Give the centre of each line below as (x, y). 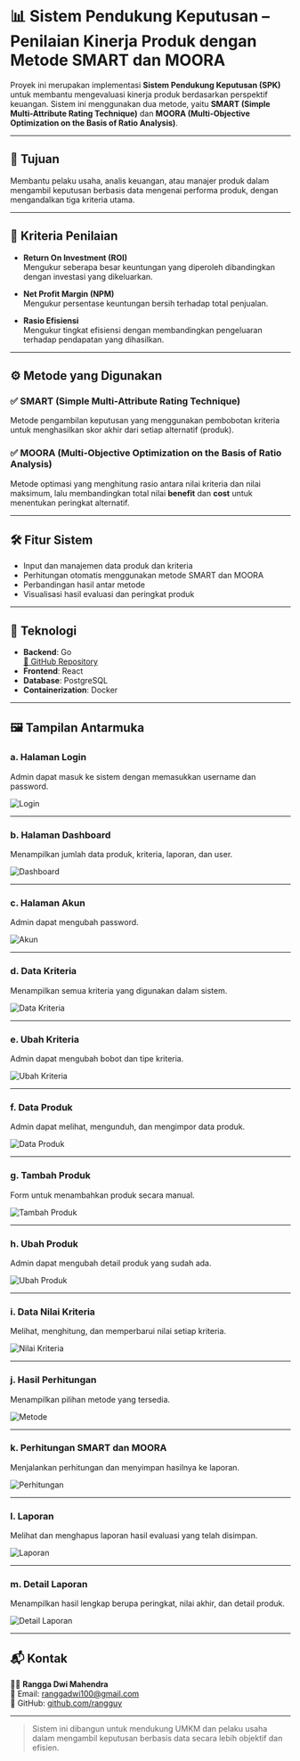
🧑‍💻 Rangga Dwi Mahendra (59, 1684)
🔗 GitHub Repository (61, 662)
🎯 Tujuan (35, 159)
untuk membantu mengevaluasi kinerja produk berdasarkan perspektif (139, 94)
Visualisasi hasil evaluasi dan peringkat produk (109, 594)
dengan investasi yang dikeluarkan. (88, 276)
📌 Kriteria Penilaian (64, 236)
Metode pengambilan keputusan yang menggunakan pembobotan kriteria (145, 421)
